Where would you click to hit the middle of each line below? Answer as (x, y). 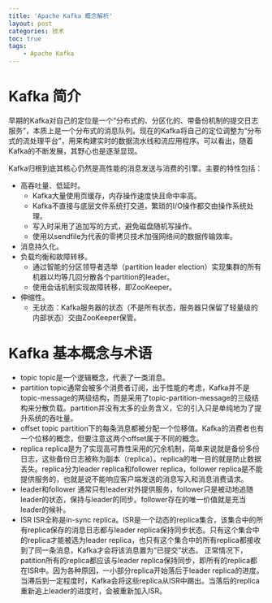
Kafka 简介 (45, 96)
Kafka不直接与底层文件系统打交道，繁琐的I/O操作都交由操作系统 (140, 206)
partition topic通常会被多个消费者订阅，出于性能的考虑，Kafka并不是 (135, 388)
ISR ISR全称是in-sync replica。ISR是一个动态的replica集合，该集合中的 (138, 519)
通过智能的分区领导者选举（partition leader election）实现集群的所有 (147, 267)
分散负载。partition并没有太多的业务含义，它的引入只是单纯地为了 (145, 408)
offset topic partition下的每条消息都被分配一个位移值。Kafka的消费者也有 (142, 428)
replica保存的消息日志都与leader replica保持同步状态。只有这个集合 (140, 530)
